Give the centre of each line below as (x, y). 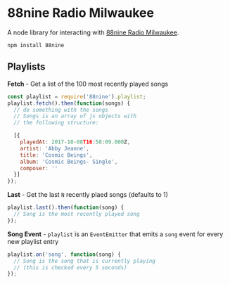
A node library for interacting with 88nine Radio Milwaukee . (93, 32)
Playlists (26, 67)
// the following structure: (56, 123)
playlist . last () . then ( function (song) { (66, 208)
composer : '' (39, 168)
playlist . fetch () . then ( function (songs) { (69, 103)
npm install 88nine (36, 45)
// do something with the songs (61, 110)
